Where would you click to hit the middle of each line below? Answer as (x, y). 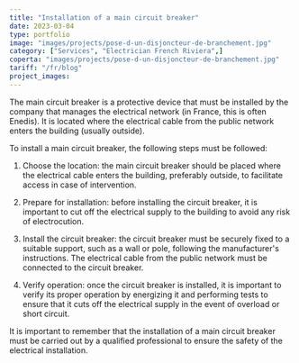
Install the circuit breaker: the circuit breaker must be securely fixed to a (156, 239)
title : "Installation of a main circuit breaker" (104, 18)
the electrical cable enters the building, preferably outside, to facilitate (153, 175)
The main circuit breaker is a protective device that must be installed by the (149, 102)
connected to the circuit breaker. (83, 268)
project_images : (40, 77)
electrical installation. (49, 350)
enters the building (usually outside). (77, 131)
